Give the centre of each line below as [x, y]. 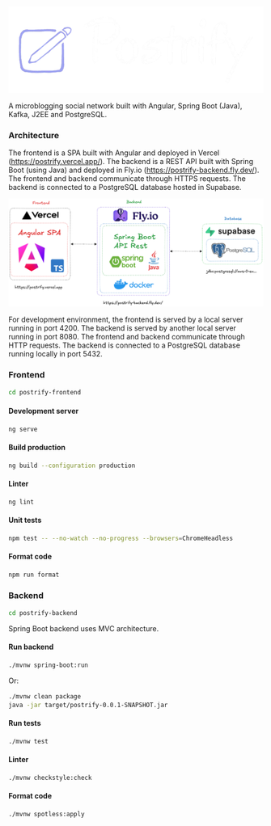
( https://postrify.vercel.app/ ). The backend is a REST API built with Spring [131, 162]
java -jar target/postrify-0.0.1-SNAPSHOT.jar [88, 705]
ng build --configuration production [72, 466]
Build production [37, 447]
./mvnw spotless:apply [47, 815]
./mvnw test [28, 741]
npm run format [34, 575]
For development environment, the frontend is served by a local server [126, 320]
